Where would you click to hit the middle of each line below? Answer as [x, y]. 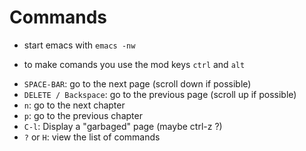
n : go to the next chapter [74, 105]
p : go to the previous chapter [83, 115]
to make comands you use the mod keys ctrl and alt [134, 64]
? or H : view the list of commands [92, 137]
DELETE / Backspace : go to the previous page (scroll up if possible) [160, 94]
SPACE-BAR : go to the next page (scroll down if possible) [137, 83]
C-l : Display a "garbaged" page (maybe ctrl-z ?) [123, 126]
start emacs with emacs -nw [79, 45]
